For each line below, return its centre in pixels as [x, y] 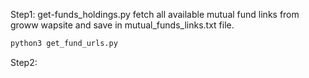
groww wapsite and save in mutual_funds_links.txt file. [122, 25]
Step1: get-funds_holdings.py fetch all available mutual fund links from [155, 14]
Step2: [24, 62]
